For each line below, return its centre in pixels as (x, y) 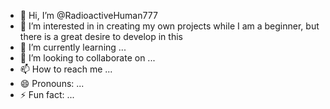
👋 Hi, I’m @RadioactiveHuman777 (88, 15)
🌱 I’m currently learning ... (73, 47)
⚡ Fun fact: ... (47, 94)
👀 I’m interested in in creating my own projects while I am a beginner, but (169, 26)
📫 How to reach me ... (66, 69)
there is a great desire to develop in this (101, 36)
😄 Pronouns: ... (52, 83)
